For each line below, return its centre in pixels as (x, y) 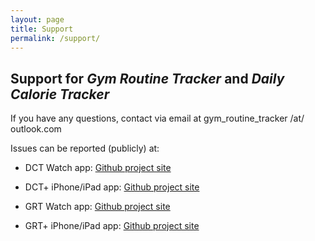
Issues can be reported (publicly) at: (85, 148)
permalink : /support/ (55, 38)
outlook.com (36, 129)
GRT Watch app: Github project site (97, 207)
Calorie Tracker (60, 94)
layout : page (37, 19)
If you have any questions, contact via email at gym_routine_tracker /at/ (157, 118)
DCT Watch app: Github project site (98, 168)
